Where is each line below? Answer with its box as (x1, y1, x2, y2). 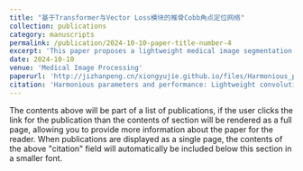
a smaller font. (9, 152, 63, 163)
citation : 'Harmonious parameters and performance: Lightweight (9, 80, 256, 89)
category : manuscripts (9, 30, 95, 39)
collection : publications (9, 22, 106, 31)
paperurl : (9, 72, 47, 81)
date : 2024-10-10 (9, 55, 75, 64)
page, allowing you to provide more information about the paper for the (9, 123, 273, 135)
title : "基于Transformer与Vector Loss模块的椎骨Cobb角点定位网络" (9, 13, 245, 22)
